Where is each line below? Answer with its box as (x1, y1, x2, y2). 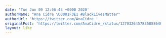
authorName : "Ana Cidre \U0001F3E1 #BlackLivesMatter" (5, 12, 121, 17)
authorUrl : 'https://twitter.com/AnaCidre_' (5, 16, 98, 21)
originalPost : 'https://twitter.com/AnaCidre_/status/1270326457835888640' (5, 21, 165, 26)
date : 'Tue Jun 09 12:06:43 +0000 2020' (5, 7, 90, 12)
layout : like (5, 26, 32, 31)
